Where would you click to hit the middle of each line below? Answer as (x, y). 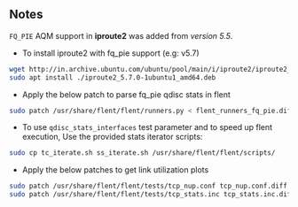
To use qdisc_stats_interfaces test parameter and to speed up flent (147, 127)
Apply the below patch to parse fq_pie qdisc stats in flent (126, 94)
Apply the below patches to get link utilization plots (115, 170)
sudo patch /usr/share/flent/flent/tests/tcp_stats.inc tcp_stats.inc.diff (152, 195)
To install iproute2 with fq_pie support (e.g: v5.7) (110, 53)
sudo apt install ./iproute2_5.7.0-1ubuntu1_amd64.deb (113, 77)
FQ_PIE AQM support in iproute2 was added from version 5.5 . (121, 35)
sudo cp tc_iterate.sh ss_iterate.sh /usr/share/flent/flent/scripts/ (142, 153)
